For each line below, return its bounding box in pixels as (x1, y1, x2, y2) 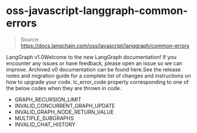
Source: (20, 36, 40, 43)
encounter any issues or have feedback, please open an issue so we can (6, 60, 182, 67)
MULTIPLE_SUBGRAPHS (14, 114, 74, 121)
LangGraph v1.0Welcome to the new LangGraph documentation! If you (6, 53, 176, 60)
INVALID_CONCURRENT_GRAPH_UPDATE (14, 102, 115, 109)
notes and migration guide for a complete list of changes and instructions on (6, 72, 191, 79)
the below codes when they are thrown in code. (6, 84, 122, 91)
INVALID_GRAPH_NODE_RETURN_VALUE (14, 108, 114, 115)
